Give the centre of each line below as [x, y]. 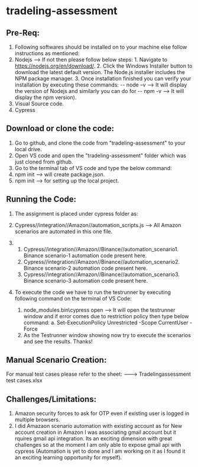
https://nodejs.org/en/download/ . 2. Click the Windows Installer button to [103, 66]
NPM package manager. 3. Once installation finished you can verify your [103, 79]
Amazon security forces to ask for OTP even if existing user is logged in [102, 414]
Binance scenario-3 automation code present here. [85, 280]
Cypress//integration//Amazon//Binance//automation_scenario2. [102, 261]
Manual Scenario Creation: [56, 360]
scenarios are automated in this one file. [64, 231]
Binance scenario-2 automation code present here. [85, 268]
